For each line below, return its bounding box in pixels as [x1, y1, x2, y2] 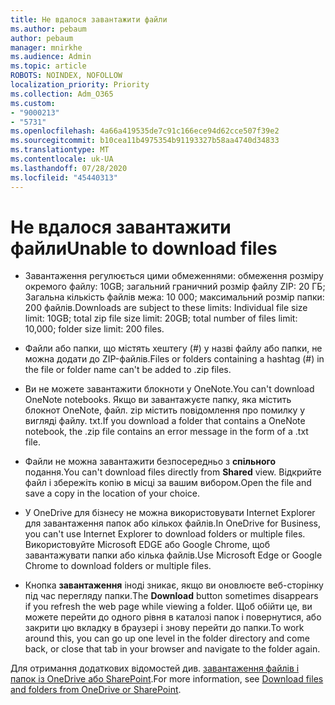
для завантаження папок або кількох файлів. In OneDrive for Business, [24, 517, 322, 530]
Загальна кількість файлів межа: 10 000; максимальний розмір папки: [24, 291, 325, 303]
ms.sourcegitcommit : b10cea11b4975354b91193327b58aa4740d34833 [10, 136, 280, 146]
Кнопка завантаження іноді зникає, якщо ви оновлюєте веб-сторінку [24, 579, 324, 591]
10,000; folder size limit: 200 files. [24, 323, 165, 335]
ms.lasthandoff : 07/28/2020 [10, 163, 128, 173]
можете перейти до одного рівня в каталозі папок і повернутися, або [24, 611, 322, 623]
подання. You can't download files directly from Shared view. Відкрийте [24, 466, 322, 478]
